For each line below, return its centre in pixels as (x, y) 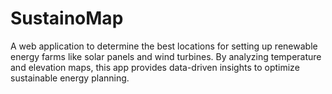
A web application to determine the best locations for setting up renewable (164, 46)
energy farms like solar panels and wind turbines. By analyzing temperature (166, 56)
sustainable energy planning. (70, 78)
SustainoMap (67, 18)
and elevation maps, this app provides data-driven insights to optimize (155, 67)
